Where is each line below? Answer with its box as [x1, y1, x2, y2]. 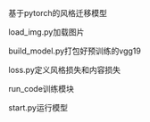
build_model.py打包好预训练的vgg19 [8, 45, 142, 56]
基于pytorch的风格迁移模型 [8, 8, 108, 18]
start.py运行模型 [8, 102, 69, 113]
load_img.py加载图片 [8, 27, 85, 37]
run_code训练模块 [8, 84, 75, 94]
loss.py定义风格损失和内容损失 [8, 65, 121, 75]
